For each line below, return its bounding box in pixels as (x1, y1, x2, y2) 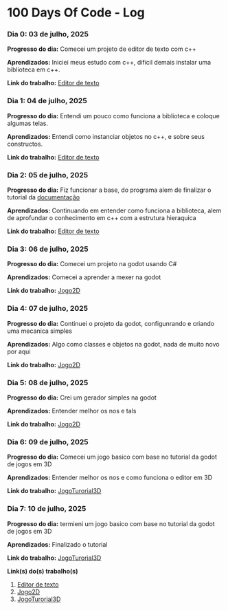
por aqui (7, 347, 31, 356)
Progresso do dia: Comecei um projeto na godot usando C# (7, 260, 177, 268)
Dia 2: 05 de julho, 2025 (7, 170, 89, 179)
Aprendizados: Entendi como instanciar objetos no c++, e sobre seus (7, 132, 205, 140)
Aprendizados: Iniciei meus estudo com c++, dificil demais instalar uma (7, 58, 212, 67)
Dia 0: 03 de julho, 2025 (7, 30, 89, 39)
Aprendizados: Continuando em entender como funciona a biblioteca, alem (7, 206, 222, 215)
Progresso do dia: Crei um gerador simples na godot (7, 393, 157, 402)
